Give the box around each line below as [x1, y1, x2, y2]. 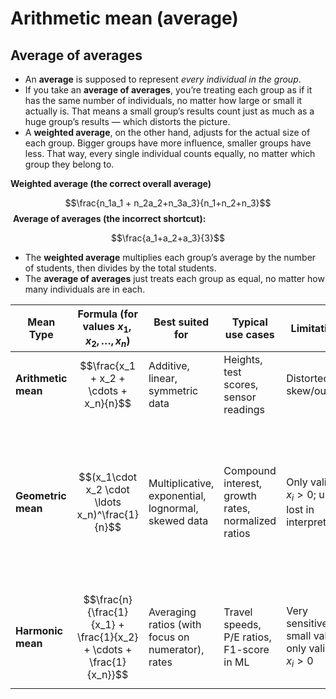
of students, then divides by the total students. [24, 262, 217, 274]
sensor [223, 390, 257, 404]
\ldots [94, 495, 122, 509]
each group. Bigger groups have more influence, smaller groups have [24, 137, 312, 149]
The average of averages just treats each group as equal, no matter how [24, 273, 325, 284]
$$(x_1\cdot [78, 470, 138, 484]
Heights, [223, 353, 263, 367]
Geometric [15, 488, 67, 502]
